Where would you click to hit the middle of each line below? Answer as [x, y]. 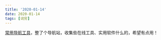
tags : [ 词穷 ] [17, 18]
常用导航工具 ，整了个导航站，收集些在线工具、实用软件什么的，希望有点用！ [81, 33]
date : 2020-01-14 [23, 14]
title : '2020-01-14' [26, 9]
